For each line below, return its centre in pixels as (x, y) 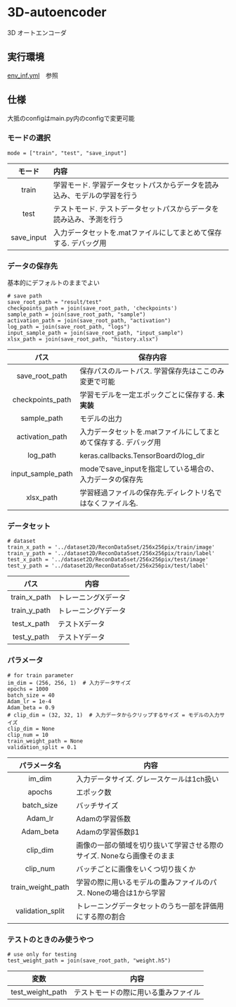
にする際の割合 (101, 916)
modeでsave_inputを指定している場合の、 (149, 469)
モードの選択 (29, 138)
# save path (25, 296)
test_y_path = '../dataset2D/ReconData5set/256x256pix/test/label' (108, 566)
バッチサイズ (97, 805)
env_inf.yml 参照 (33, 75)
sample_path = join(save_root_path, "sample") (77, 315)
